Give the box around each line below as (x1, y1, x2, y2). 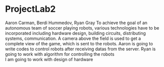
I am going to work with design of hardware (5, 56, 93, 62)
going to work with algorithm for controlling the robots (5, 51, 114, 57)
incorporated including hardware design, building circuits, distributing (5, 30, 146, 36)
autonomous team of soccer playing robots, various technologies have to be (5, 25, 160, 31)
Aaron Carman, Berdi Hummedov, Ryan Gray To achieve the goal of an (5, 20, 148, 26)
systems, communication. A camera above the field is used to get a (5, 35, 141, 41)
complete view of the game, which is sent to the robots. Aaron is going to (5, 40, 153, 46)
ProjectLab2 (5, 3, 56, 15)
